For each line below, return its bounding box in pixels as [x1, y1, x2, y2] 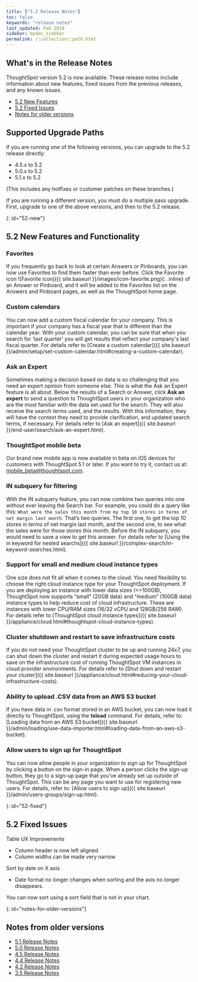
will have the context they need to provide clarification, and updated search [6, 413, 190, 421]
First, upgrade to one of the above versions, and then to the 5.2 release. [6, 203, 181, 210]
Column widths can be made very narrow [14, 853, 116, 860]
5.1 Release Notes [14, 938, 58, 945]
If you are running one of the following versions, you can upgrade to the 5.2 [6, 143, 190, 150]
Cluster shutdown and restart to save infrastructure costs [6, 633, 176, 641]
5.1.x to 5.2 [14, 174, 41, 181]
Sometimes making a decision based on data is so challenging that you [6, 376, 179, 383]
